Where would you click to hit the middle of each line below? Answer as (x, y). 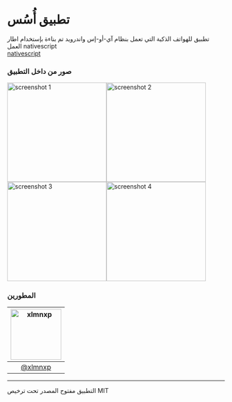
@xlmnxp (36, 367)
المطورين (21, 296)
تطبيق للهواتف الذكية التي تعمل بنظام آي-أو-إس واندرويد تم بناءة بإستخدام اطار (108, 39)
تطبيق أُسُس (39, 20)
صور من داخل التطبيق (39, 71)
